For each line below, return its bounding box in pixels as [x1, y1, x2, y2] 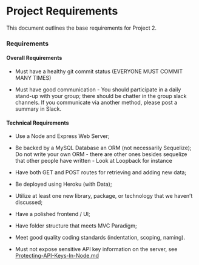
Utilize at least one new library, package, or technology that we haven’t [15, 192, 193, 200]
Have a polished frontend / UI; [15, 211, 91, 218]
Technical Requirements [6, 119, 69, 126]
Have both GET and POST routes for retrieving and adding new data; [15, 169, 187, 176]
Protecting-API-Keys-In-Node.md [15, 252, 99, 260]
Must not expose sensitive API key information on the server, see [15, 246, 178, 253]
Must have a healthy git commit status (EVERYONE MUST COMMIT [15, 68, 183, 75]
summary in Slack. [15, 105, 62, 113]
